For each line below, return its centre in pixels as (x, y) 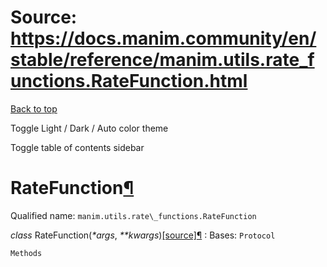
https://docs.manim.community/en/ (163, 38)
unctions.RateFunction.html (129, 81)
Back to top (34, 108)
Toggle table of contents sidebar (77, 147)
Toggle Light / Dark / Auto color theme (89, 128)
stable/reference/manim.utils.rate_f (162, 60)
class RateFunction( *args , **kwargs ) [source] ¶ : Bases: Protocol (143, 235)
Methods (26, 253)
